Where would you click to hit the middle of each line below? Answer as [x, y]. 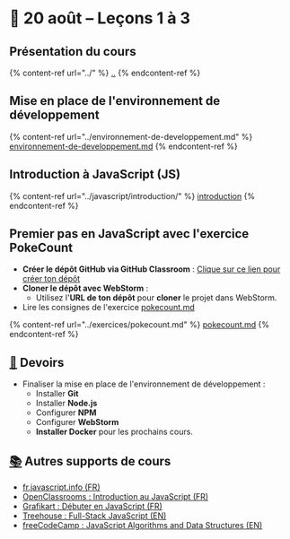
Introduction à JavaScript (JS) [95, 174]
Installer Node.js [66, 404]
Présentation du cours [73, 52]
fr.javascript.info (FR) [61, 487]
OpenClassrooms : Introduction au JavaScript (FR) [115, 497]
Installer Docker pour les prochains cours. [114, 432]
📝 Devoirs [37, 362]
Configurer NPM [66, 413]
